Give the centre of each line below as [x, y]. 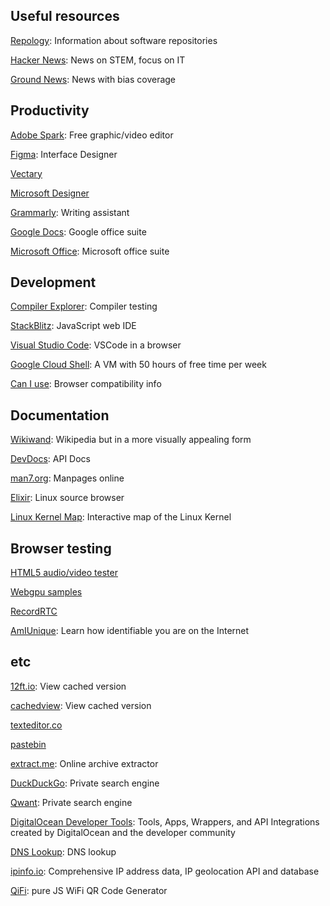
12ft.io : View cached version [68, 686]
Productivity [50, 110]
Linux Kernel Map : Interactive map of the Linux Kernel [121, 517]
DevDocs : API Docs [50, 459]
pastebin [28, 744]
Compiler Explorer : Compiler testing [84, 306]
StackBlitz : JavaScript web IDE [73, 326]
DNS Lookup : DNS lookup [63, 851]
